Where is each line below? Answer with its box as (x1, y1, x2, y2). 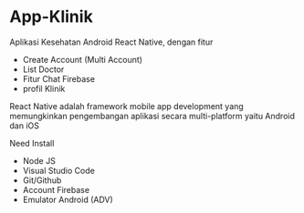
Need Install (9, 137, 55, 148)
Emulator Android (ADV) (22, 194, 114, 205)
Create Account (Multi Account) (22, 54, 143, 65)
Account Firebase (22, 184, 89, 195)
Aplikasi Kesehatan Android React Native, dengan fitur (9, 36, 214, 47)
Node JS (22, 155, 57, 166)
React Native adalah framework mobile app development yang (9, 100, 244, 111)
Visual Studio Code (22, 165, 96, 176)
